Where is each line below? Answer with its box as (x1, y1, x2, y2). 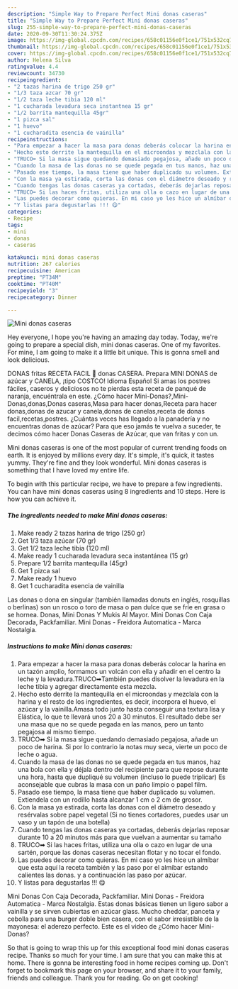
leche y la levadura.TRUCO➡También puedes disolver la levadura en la (17, 675, 225, 683)
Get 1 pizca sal (17, 567, 60, 575)
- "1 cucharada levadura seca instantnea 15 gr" (7, 103, 154, 110)
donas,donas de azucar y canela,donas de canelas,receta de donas (7, 407, 205, 416)
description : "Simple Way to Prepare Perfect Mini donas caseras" (7, 10, 208, 18)
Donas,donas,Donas (7, 399, 67, 408)
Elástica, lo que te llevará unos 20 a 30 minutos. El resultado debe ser (17, 712, 222, 721)
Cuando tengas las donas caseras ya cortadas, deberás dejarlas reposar (17, 826, 230, 834)
